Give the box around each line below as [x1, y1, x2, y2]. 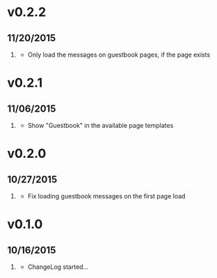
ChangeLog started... [27, 263, 89, 271]
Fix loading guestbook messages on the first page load [27, 192, 186, 200]
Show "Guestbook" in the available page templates [27, 122, 174, 129]
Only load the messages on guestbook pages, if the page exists [27, 50, 211, 59]
